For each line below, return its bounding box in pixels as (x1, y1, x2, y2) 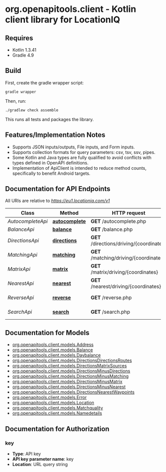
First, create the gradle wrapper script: (5, 79, 84, 85)
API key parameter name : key (12, 456, 74, 462)
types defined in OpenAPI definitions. (12, 160, 89, 166)
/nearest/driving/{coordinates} (90, 283, 162, 290)
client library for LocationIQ (5, 14, 120, 25)
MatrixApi (7, 266, 31, 272)
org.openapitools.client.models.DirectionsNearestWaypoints (12, 389, 135, 395)
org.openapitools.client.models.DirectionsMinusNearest (12, 384, 126, 390)
